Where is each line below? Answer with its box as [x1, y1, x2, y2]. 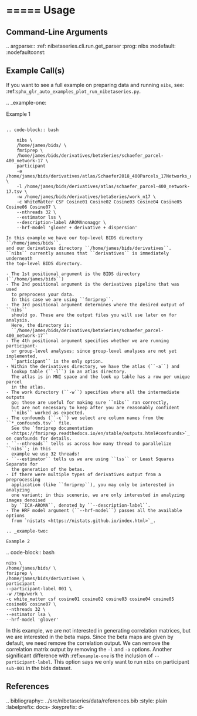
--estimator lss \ [16, 214, 62, 220]
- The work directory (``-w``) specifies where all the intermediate [6, 389, 180, 395]
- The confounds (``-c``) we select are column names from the [6, 415, 164, 421]
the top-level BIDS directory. [6, 260, 83, 266]
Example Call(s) [6, 66, 65, 76]
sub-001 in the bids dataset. [6, 664, 72, 671]
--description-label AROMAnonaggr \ [16, 219, 107, 225]
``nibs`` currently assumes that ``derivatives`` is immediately [6, 250, 169, 256]
